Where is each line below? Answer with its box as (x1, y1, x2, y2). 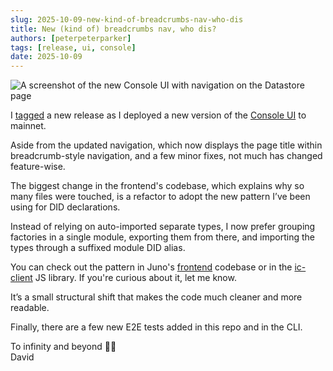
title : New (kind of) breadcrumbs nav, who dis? (10, 24, 217, 34)
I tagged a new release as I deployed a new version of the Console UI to (10, 109, 307, 121)
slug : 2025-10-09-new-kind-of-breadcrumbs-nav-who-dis (10, 14, 244, 25)
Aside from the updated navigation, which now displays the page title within (10, 139, 323, 151)
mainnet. (10, 120, 47, 132)
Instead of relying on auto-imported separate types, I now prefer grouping (10, 221, 316, 233)
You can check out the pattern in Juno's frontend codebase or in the (10, 261, 293, 273)
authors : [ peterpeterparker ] (10, 33, 132, 43)
